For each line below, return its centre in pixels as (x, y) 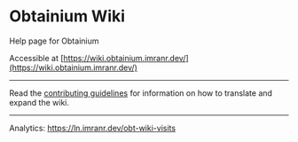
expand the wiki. (39, 102)
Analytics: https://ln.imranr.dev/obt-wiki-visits (92, 128)
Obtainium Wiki (67, 16)
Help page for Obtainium (54, 41)
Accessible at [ (36, 58)
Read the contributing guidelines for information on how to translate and (141, 93)
